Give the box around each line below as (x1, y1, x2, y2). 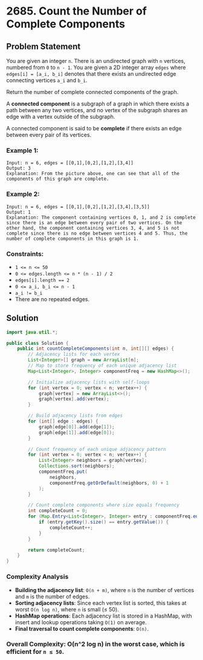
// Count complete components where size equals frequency (28, 502, 180, 508)
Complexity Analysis (6, 573, 69, 581)
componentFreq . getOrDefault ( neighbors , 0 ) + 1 (49, 480, 169, 486)
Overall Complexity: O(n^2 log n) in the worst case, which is (6, 640, 185, 648)
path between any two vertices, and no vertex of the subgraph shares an (6, 107, 188, 113)
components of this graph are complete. (6, 176, 110, 182)
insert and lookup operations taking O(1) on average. (14, 618, 147, 625)
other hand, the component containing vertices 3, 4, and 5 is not (6, 225, 180, 231)
